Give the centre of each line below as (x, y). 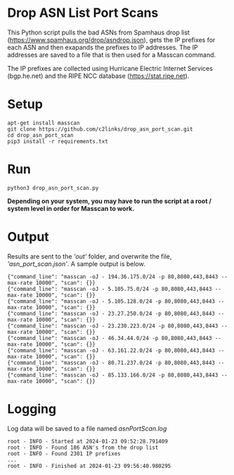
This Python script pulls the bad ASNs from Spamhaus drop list (98, 32)
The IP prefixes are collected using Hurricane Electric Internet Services (110, 68)
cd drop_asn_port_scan (40, 135)
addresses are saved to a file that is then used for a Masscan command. (112, 55)
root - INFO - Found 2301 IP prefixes (64, 454)
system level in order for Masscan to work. (71, 208)
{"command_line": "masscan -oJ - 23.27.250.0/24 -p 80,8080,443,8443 (111, 313)
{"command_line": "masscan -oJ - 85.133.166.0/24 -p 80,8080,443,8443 (113, 375)
